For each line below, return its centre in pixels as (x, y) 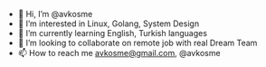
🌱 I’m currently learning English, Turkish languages (113, 33)
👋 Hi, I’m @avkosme (55, 14)
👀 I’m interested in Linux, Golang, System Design (109, 24)
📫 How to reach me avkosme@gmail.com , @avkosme (119, 53)
